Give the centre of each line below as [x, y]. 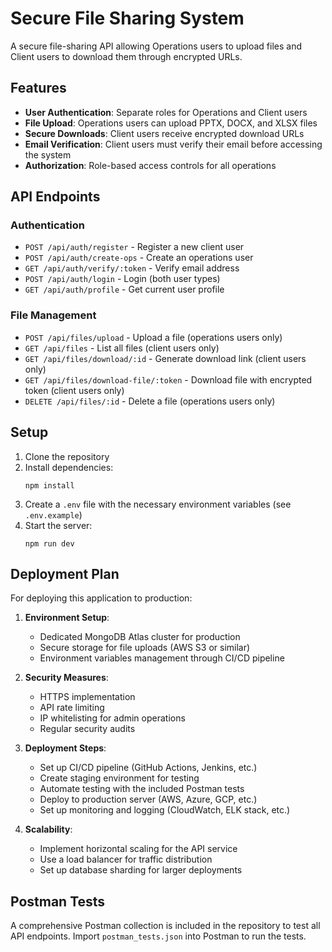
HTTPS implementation [87, 697]
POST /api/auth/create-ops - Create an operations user [139, 258]
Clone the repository [67, 456]
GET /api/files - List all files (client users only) [122, 348]
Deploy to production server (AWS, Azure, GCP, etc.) [148, 799]
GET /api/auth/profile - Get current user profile [124, 289]
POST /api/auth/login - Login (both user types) [122, 279]
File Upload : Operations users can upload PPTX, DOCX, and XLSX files [171, 123]
